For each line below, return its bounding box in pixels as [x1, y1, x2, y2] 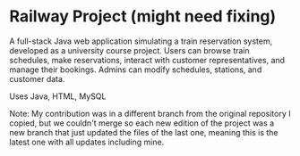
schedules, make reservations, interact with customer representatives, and [9, 54, 285, 65]
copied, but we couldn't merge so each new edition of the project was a [9, 118, 275, 128]
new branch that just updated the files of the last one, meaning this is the [9, 127, 279, 137]
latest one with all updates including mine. [9, 136, 165, 147]
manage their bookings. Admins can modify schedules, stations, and [9, 64, 262, 75]
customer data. [9, 73, 65, 84]
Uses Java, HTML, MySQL [9, 91, 107, 102]
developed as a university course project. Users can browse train [9, 45, 251, 55]
